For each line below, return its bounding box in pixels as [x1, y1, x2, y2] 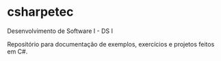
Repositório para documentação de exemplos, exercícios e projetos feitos [7, 40, 215, 48]
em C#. [7, 47, 28, 56]
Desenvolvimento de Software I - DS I [7, 27, 113, 35]
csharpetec [7, 4, 74, 20]
